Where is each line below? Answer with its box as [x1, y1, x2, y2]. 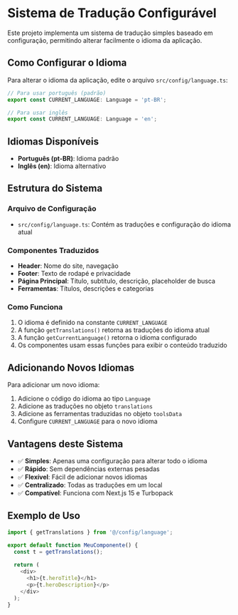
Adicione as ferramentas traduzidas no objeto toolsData [17, 410, 183, 418]
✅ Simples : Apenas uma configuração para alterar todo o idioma [17, 456, 207, 465]
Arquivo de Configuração [7, 204, 97, 214]
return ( [13, 562, 40, 569]
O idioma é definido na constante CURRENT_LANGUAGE [17, 319, 168, 327]
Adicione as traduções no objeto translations [17, 402, 153, 410]
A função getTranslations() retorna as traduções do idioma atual [17, 326, 210, 334]
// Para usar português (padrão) [7, 89, 107, 97]
